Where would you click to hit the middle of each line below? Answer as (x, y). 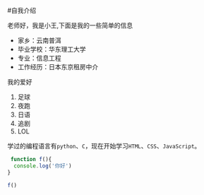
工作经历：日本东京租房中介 (58, 67)
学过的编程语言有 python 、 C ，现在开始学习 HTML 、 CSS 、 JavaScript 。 (104, 146)
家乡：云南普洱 (39, 40)
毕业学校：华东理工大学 (52, 49)
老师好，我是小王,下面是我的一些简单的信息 (70, 25)
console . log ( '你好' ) (43, 166)
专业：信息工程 (39, 58)
